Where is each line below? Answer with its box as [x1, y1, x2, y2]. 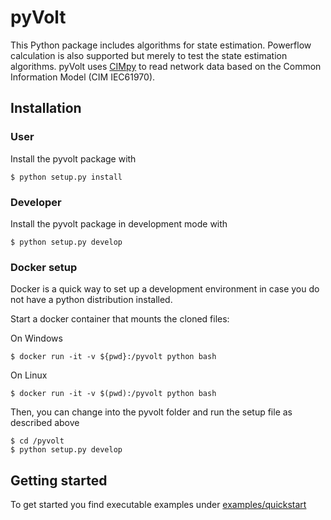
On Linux [10, 369, 48, 381]
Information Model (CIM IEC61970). [10, 71, 156, 83]
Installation [10, 100, 82, 117]
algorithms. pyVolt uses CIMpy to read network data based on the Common [10, 60, 322, 72]
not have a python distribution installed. [10, 294, 173, 306]
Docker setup [10, 260, 78, 274]
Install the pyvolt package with [10, 152, 137, 165]
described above [10, 417, 80, 429]
